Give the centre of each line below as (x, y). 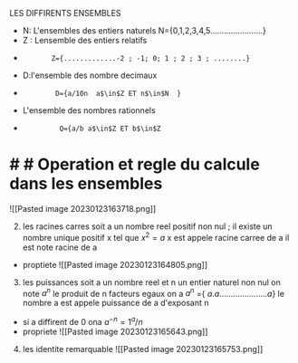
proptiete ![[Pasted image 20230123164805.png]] (115, 264)
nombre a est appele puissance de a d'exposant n (116, 303)
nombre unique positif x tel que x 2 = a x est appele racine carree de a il (156, 236)
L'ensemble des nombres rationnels (89, 110)
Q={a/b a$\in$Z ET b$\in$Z (110, 129)
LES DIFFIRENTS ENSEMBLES (65, 13)
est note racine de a (60, 247)
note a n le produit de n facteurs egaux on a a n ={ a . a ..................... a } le (154, 292)
